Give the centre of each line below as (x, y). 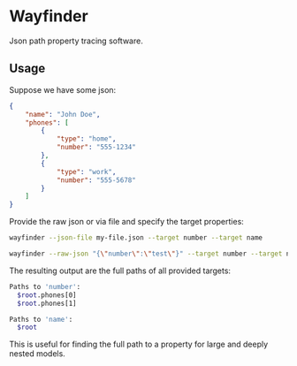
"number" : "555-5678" (96, 180)
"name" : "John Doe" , (63, 114)
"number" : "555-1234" (96, 148)
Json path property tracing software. (76, 41)
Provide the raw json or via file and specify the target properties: (127, 222)
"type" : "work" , (86, 172)
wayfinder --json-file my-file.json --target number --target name (136, 238)
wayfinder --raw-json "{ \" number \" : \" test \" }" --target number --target (146, 254)
